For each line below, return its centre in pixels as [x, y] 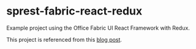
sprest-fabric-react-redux [74, 11]
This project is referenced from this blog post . [64, 39]
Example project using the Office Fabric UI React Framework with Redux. [98, 28]
